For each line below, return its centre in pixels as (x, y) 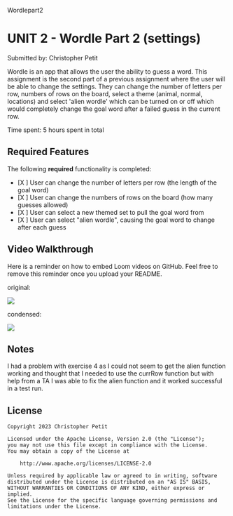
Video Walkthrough (50, 250)
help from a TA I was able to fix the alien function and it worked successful (115, 381)
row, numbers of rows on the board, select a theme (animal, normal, (105, 93)
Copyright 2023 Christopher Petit (58, 427)
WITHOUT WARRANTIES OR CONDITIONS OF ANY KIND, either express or (106, 488)
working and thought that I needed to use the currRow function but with (111, 373)
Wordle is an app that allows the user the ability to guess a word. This (107, 71)
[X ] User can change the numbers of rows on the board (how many (115, 197)
